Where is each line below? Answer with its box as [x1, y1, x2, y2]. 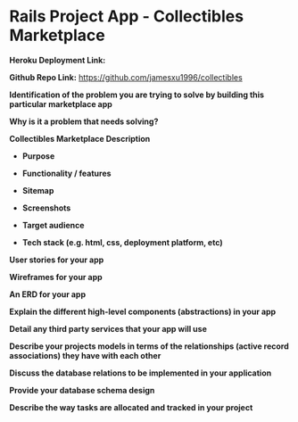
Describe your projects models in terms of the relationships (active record [9, 341, 289, 352]
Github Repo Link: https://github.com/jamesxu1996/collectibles [9, 71, 243, 82]
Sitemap [21, 185, 54, 195]
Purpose [21, 150, 55, 161]
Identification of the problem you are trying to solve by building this [9, 89, 265, 100]
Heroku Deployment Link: [9, 54, 106, 65]
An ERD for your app [9, 288, 87, 300]
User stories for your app [9, 254, 104, 265]
